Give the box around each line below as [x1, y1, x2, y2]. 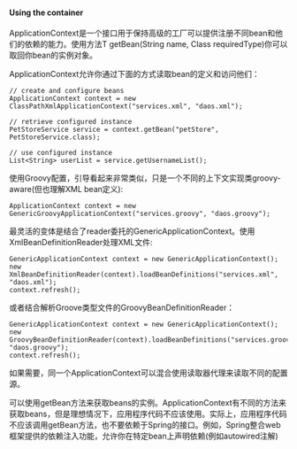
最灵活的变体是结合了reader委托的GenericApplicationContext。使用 [9, 226, 255, 236]
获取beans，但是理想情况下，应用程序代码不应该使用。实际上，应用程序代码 [9, 408, 287, 420]
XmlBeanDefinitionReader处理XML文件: [9, 237, 153, 248]
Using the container [9, 7, 84, 18]
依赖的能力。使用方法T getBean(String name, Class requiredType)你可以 [24, 39, 288, 50]
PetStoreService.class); [9, 133, 101, 142]
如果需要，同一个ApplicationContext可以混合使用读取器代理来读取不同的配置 [9, 368, 288, 378]
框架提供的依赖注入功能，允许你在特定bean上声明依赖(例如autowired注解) [9, 430, 278, 442]
